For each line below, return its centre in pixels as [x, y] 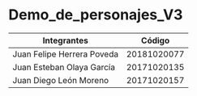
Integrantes [66, 40]
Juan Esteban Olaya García [64, 67]
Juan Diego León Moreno [61, 80]
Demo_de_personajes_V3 [96, 15]
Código [155, 40]
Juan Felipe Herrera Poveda [66, 54]
